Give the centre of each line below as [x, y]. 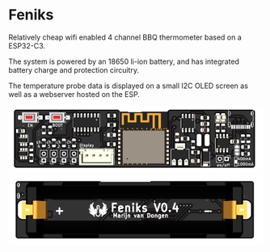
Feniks [31, 15]
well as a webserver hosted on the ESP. [74, 94]
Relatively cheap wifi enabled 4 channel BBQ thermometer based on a [125, 37]
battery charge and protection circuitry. [74, 69]
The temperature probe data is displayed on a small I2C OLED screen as [129, 86]
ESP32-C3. [27, 45]
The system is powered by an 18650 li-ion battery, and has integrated [124, 61]
